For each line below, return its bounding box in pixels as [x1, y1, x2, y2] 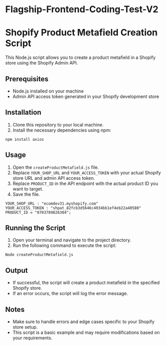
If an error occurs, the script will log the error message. [12, 291, 128, 297]
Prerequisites [5, 75, 49, 83]
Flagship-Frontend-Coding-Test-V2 [5, 4, 158, 15]
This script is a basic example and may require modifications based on [12, 329, 160, 335]
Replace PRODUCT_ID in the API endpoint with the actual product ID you [12, 180, 158, 186]
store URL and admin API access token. [12, 175, 95, 181]
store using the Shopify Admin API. [5, 60, 78, 66]
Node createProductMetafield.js [5, 253, 73, 258]
